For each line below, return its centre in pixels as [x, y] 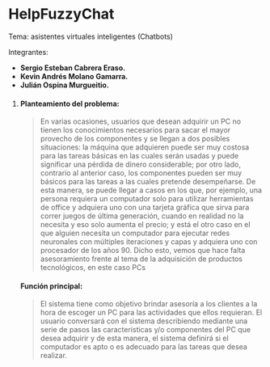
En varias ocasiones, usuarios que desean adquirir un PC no [140, 121]
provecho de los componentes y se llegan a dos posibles [135, 139]
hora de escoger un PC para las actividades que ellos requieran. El [151, 313]
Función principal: [51, 286]
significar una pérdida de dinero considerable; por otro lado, [140, 165]
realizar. [53, 356]
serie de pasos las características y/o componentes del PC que [146, 330]
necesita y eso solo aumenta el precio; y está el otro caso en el [145, 225]
